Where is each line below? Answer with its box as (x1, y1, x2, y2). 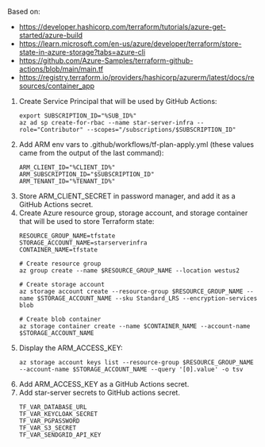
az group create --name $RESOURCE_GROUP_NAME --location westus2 (18, 267, 240, 275)
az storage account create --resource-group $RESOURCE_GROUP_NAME (18, 287, 244, 295)
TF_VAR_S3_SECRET (18, 424, 77, 432)
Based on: (7, 7, 40, 16)
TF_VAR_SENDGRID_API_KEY (18, 431, 102, 439)
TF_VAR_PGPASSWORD (18, 417, 80, 425)
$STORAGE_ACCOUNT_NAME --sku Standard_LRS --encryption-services (36, 295, 258, 302)
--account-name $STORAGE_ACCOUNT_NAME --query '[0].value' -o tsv (18, 365, 244, 373)
